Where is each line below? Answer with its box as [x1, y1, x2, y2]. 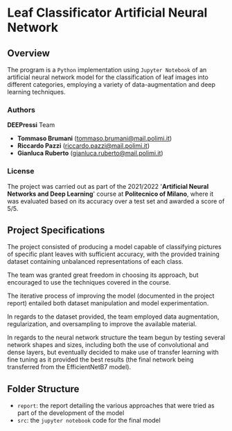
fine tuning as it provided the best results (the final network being [7, 355, 194, 364]
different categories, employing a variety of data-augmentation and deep [7, 81, 216, 88]
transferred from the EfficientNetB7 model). [7, 363, 132, 371]
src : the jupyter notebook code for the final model [17, 416, 161, 425]
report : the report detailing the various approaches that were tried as [17, 401, 215, 410]
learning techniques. [7, 88, 66, 96]
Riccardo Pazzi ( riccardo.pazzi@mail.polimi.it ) [17, 142, 150, 150]
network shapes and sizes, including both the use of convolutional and [7, 341, 209, 349]
